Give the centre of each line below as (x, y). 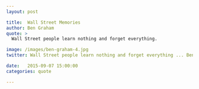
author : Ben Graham (30, 28)
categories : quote (29, 71)
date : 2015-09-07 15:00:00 (42, 66)
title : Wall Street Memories (44, 22)
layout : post (22, 12)
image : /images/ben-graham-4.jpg (47, 50)
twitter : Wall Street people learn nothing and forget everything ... (95, 55)
